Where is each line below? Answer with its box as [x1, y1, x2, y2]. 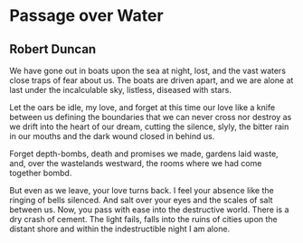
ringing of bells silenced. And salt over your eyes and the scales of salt [9, 195, 273, 205]
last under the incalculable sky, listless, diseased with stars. [9, 85, 232, 95]
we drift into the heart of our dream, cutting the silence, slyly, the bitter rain [9, 121, 289, 132]
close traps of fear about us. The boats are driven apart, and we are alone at [9, 75, 294, 86]
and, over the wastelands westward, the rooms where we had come [9, 158, 262, 168]
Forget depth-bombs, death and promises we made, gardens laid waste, [9, 148, 279, 159]
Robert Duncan [9, 42, 97, 57]
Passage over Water [9, 5, 165, 26]
